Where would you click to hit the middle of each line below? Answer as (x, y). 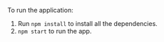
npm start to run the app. (55, 31)
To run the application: (40, 10)
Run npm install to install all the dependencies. (88, 23)
